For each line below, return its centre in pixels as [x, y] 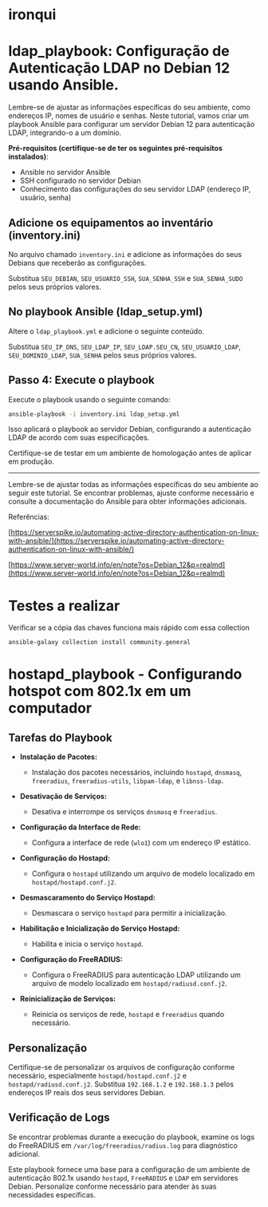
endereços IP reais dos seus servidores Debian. [87, 1093]
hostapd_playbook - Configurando [125, 674]
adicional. [24, 1154]
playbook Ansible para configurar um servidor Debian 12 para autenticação [132, 125]
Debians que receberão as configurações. [77, 263]
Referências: [29, 517]
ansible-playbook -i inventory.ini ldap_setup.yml [94, 414]
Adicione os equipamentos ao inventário [111, 222]
